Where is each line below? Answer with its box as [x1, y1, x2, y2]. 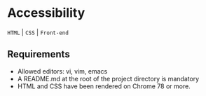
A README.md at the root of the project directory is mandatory [17, 74, 200, 83]
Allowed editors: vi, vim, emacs [17, 67, 108, 75]
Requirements [7, 48, 70, 60]
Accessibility [7, 5, 85, 21]
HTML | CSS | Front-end [7, 28, 69, 36]
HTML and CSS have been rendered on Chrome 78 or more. [17, 82, 191, 90]
